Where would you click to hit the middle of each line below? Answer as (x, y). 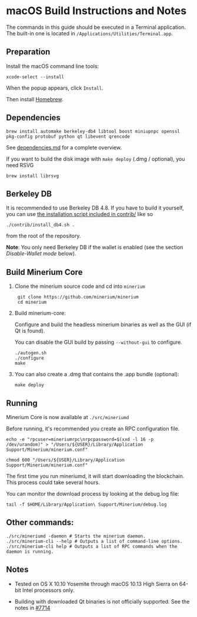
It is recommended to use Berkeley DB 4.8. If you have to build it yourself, (95, 208)
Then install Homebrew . (35, 99)
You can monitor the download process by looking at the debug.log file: (93, 494)
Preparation (28, 52)
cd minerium (32, 302)
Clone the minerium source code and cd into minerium (80, 286)
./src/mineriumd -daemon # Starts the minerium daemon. (76, 536)
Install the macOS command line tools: (53, 66)
